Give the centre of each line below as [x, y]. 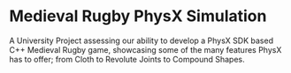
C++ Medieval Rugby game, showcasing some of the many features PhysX [145, 49]
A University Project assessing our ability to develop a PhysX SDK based [142, 40]
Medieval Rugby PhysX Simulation [138, 16]
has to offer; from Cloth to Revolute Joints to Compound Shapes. [127, 59]
